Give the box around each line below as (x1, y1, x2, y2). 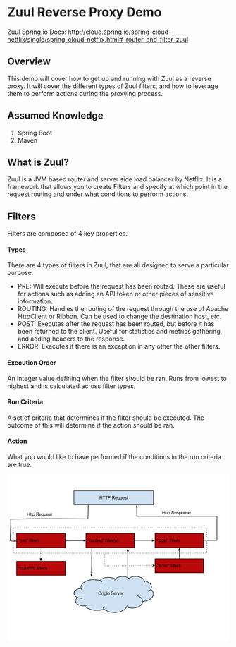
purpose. (7, 269, 34, 277)
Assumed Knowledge (7, 110, 104, 122)
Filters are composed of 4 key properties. (7, 229, 128, 238)
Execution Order (7, 358, 56, 367)
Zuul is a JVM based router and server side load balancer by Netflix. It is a (7, 175, 223, 183)
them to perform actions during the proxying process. (7, 89, 163, 97)
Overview (7, 56, 51, 68)
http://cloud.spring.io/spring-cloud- (68, 28, 171, 36)
